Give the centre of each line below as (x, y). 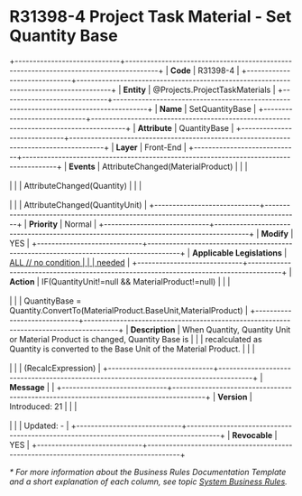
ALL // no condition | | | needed (67, 262)
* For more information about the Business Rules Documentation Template (148, 472)
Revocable (252, 435)
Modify (275, 233)
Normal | (81, 224)
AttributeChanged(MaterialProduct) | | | (175, 166)
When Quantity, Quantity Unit (236, 329)
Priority (43, 224)
